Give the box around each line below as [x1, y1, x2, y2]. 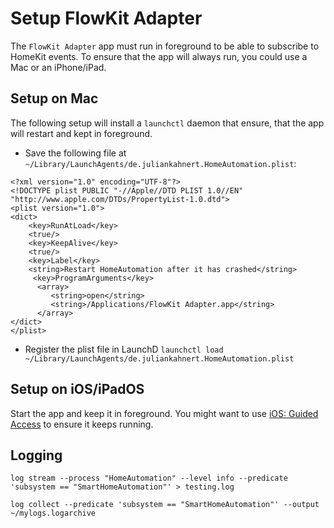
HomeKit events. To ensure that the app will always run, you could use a [10, 50, 308, 62]
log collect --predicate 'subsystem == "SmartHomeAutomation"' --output [10, 500, 320, 510]
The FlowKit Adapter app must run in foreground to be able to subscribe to [10, 40, 320, 52]
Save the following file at [24, 147, 127, 159]
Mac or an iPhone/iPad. [10, 61, 107, 73]
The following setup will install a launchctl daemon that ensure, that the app [10, 117, 325, 129]
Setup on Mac [10, 90, 99, 107]
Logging [10, 447, 63, 464]
